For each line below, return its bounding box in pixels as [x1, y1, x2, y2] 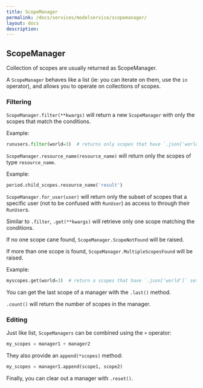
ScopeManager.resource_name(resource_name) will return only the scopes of [6, 152, 192, 159]
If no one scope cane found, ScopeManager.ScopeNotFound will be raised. [6, 236, 184, 243]
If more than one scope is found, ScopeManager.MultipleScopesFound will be [6, 248, 193, 255]
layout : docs [6, 20, 39, 26]
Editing [6, 315, 28, 324]
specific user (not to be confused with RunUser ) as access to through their [6, 199, 190, 207]
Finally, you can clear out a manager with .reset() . [6, 375, 134, 382]
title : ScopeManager [6, 8, 59, 15]
